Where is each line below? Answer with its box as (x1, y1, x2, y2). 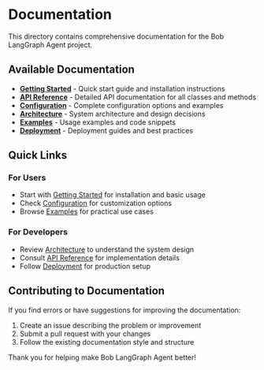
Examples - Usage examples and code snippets (19, 117, 176, 127)
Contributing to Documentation (8, 284, 165, 297)
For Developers (8, 226, 69, 237)
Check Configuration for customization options (19, 199, 172, 208)
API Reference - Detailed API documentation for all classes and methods (19, 92, 257, 102)
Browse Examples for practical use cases (19, 207, 154, 216)
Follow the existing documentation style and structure (19, 337, 195, 346)
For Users (8, 172, 46, 183)
